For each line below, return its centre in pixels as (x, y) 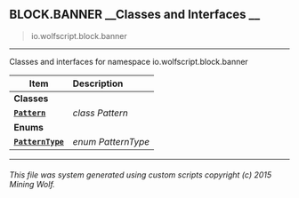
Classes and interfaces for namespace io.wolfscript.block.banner (129, 61)
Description (98, 83)
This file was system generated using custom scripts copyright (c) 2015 (141, 175)
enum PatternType (111, 141)
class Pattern (101, 113)
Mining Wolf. (32, 185)
